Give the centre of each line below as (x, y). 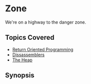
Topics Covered (30, 38)
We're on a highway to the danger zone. (46, 22)
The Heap (22, 60)
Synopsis (20, 75)
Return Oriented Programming (43, 49)
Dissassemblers (28, 55)
